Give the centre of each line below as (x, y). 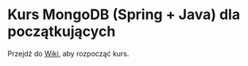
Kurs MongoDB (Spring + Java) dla (124, 15)
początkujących (62, 31)
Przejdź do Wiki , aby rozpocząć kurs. (68, 53)
